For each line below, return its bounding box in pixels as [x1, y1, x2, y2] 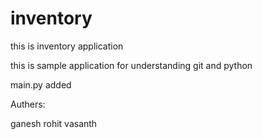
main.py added [10, 78, 72, 91]
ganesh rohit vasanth [10, 117, 98, 129]
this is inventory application [10, 40, 124, 52]
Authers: [10, 98, 46, 110]
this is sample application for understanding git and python [10, 59, 253, 71]
